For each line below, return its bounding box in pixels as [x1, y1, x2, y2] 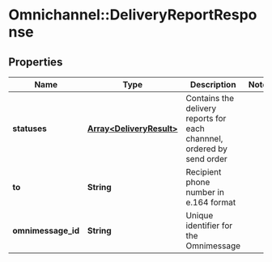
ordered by [185, 143, 228, 154]
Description [189, 79, 236, 90]
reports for [185, 113, 227, 124]
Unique [185, 210, 214, 221]
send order [185, 154, 228, 164]
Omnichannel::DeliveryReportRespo [8, 6, 257, 24]
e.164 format [185, 196, 236, 208]
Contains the [185, 93, 235, 104]
